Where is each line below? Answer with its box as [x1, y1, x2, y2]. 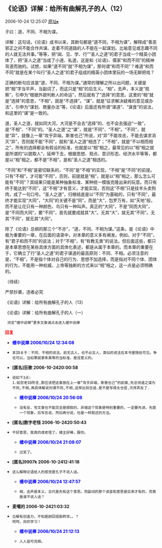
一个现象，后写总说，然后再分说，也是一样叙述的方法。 [19, 410, 113, 415]
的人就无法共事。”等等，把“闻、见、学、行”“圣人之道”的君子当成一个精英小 [5, 51, 152, 57]
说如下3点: [12, 375, 31, 380]
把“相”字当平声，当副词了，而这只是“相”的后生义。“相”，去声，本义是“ [5, 85, 146, 91]
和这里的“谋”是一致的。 [5, 110, 52, 116]
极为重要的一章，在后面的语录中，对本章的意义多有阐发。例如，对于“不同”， [5, 232, 157, 238]
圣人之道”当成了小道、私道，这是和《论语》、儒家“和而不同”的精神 [24, 57, 155, 63]
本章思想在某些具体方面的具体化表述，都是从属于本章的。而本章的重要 [9, 244, 149, 250]
